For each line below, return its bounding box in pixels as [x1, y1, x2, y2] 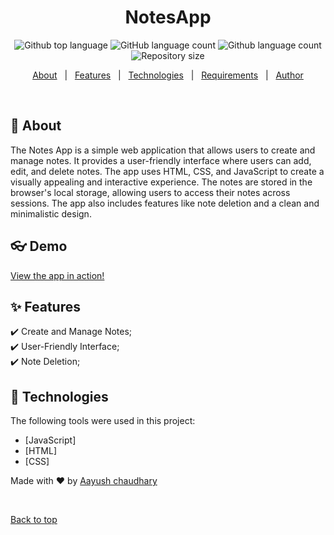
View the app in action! [10, 269, 105, 281]
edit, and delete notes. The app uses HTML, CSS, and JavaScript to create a [10, 165, 325, 177]
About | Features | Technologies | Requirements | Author [32, 69, 304, 81]
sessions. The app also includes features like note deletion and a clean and [10, 197, 320, 209]
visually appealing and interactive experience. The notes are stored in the [10, 176, 313, 188]
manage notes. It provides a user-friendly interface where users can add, [10, 154, 312, 166]
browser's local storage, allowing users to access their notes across [10, 186, 291, 198]
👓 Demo [10, 238, 68, 255]
